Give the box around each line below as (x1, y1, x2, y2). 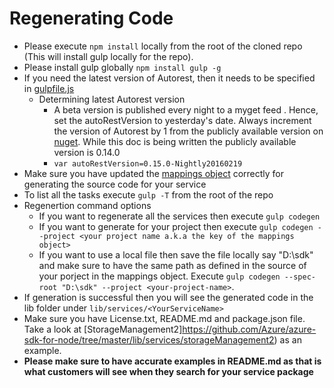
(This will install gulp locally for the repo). (23, 50, 194, 62)
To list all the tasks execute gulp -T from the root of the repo (23, 188, 274, 201)
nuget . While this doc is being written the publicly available (53, 135, 297, 147)
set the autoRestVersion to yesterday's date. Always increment (53, 114, 312, 126)
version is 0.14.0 (53, 146, 121, 158)
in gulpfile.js (23, 82, 75, 94)
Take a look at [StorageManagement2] (23, 323, 183, 335)
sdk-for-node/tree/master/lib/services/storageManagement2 (23, 333, 275, 346)
